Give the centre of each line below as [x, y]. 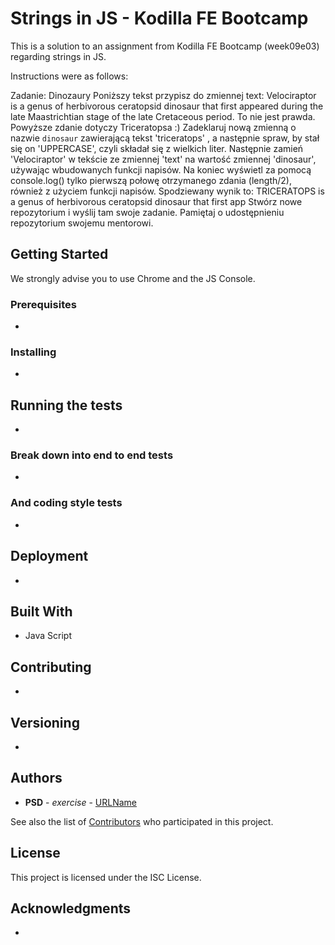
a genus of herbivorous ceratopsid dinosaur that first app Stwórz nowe [156, 201]
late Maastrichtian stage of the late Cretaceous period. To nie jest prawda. [163, 116]
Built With [41, 611]
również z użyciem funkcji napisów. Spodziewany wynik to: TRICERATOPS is [167, 191]
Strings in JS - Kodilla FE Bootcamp [159, 18]
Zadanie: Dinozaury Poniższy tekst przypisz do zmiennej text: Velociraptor [163, 95]
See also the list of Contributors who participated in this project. [142, 821]
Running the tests [66, 405]
